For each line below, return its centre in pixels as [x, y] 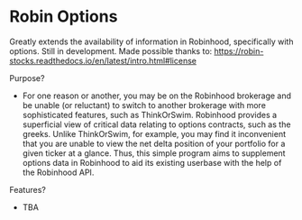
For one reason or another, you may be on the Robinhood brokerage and [156, 96]
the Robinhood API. [58, 172]
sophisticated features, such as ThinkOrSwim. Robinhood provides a [150, 115]
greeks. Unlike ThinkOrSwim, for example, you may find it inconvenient [154, 133]
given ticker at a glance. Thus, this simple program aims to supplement [154, 153]
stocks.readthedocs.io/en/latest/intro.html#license [103, 60]
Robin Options [64, 17]
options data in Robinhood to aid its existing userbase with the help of [152, 162]
